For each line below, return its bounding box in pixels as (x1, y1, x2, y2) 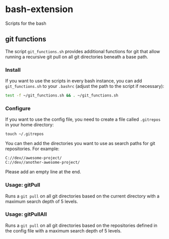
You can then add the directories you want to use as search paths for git (5, 140, 155, 147)
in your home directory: (5, 122, 54, 128)
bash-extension (5, 4, 74, 15)
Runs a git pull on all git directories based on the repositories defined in (5, 222, 158, 228)
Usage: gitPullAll (5, 211, 47, 218)
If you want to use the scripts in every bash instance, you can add (5, 78, 142, 84)
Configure (5, 105, 31, 112)
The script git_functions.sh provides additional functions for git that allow (5, 48, 160, 54)
